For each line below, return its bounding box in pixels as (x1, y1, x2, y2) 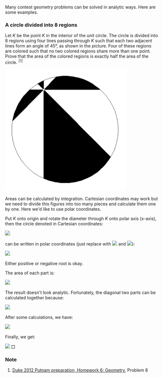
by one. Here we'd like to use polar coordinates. (5, 206, 102, 212)
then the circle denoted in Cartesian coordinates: (5, 221, 103, 226)
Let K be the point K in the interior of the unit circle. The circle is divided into (5, 33, 159, 39)
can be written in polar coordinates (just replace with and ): (5, 241, 135, 246)
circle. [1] (5, 59, 23, 65)
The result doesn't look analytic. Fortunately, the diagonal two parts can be (5, 289, 156, 295)
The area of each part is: (5, 270, 55, 276)
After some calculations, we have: (5, 314, 73, 320)
